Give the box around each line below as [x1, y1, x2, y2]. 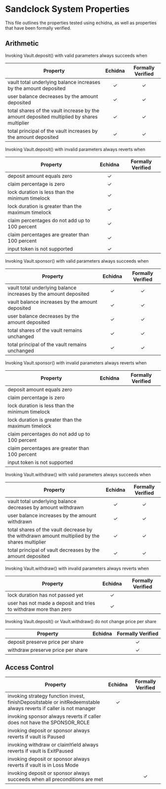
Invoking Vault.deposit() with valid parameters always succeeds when [5, 52, 147, 58]
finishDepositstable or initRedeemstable [7, 699, 100, 706]
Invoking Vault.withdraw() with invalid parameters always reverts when [5, 565, 149, 571]
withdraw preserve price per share [7, 646, 88, 653]
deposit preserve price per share [7, 638, 84, 645]
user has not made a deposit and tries [7, 599, 95, 606]
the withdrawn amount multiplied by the [7, 532, 100, 539]
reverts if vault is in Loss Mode [7, 761, 79, 768]
